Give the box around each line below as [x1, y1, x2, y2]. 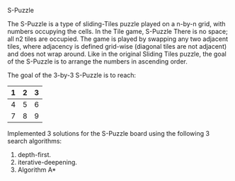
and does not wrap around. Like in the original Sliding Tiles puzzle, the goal [7, 49, 227, 58]
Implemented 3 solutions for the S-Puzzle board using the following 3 [7, 129, 210, 137]
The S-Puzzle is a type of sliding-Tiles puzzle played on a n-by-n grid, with [7, 20, 226, 28]
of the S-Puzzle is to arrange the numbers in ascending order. [7, 57, 188, 66]
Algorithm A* [17, 165, 57, 174]
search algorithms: [7, 137, 62, 145]
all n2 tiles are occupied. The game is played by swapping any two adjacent [7, 35, 229, 43]
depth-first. [17, 151, 52, 158]
